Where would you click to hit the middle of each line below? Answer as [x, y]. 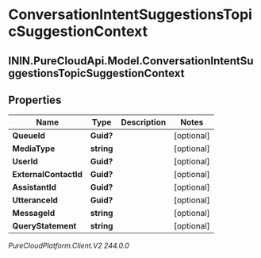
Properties [35, 100]
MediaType [34, 148]
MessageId [34, 214]
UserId [25, 162]
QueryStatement [44, 226]
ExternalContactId [48, 175]
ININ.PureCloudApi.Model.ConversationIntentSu [131, 61]
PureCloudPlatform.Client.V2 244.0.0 [69, 246]
